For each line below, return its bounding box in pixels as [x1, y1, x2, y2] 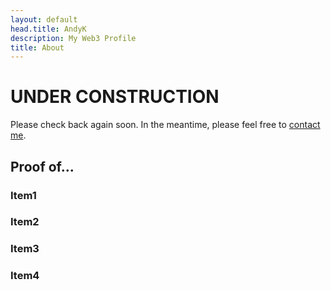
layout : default [10, 14, 78, 25]
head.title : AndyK [10, 24, 87, 34]
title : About [10, 42, 65, 53]
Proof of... [10, 158, 75, 175]
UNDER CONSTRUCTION [10, 86, 220, 108]
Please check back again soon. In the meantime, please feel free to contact [10, 119, 321, 131]
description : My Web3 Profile [10, 33, 137, 43]
